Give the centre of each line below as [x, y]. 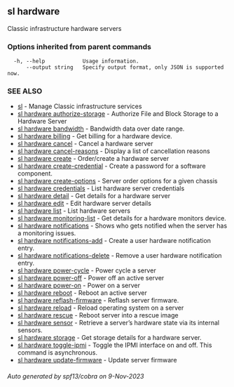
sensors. [30, 330]
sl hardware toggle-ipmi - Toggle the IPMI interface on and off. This [115, 345]
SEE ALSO [25, 91]
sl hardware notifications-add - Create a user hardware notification [114, 241]
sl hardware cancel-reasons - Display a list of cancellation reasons [113, 151]
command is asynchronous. [57, 353]
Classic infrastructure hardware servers [64, 28]
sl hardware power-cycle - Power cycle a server [87, 270]
